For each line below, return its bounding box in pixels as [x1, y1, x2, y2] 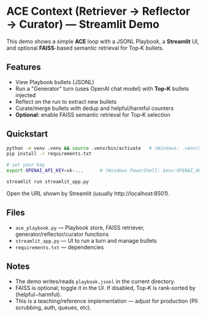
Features [6, 62, 41, 72]
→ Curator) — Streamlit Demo [6, 17, 159, 31]
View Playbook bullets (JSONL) [15, 78, 94, 85]
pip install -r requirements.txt [6, 151, 92, 157]
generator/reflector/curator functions [15, 230, 109, 238]
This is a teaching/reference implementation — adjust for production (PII [15, 297, 198, 305]
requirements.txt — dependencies [15, 243, 104, 251]
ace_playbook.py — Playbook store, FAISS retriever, [15, 224, 145, 231]
